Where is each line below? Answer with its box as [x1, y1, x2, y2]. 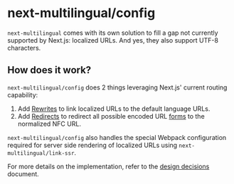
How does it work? [7, 64, 92, 76]
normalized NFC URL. [17, 119, 82, 128]
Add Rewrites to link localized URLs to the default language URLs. [17, 104, 211, 113]
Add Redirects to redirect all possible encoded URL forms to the [17, 112, 205, 120]
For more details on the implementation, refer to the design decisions [7, 162, 210, 171]
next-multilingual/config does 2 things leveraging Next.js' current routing [7, 83, 228, 92]
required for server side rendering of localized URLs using [7, 141, 178, 149]
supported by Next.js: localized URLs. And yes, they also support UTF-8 [7, 36, 219, 44]
